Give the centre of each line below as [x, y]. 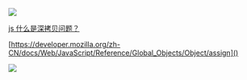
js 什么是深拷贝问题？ [44, 28]
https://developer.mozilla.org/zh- [66, 44]
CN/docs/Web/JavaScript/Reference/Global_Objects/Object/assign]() [123, 53]
